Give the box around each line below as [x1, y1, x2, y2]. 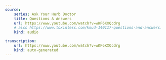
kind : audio [14, 30, 39, 35]
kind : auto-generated [14, 47, 58, 53]
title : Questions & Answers [14, 16, 72, 21]
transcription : [5, 39, 37, 44]
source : [5, 7, 21, 12]
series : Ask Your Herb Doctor [14, 12, 77, 17]
